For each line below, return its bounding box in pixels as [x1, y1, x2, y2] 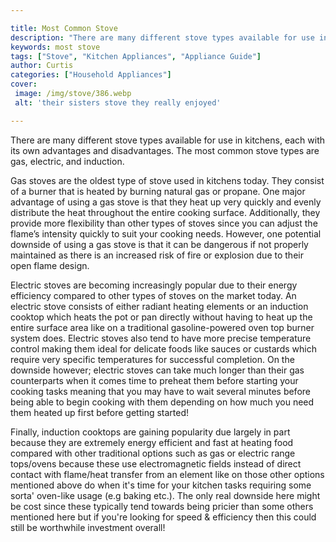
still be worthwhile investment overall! [10, 521, 166, 533]
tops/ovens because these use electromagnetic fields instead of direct [10, 457, 302, 470]
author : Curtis [10, 61, 74, 71]
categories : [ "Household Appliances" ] [10, 70, 172, 80]
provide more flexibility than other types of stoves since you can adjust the [10, 217, 318, 229]
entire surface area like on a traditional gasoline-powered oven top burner [10, 321, 315, 333]
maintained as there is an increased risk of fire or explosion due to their [10, 249, 304, 261]
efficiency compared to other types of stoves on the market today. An [10, 289, 297, 301]
